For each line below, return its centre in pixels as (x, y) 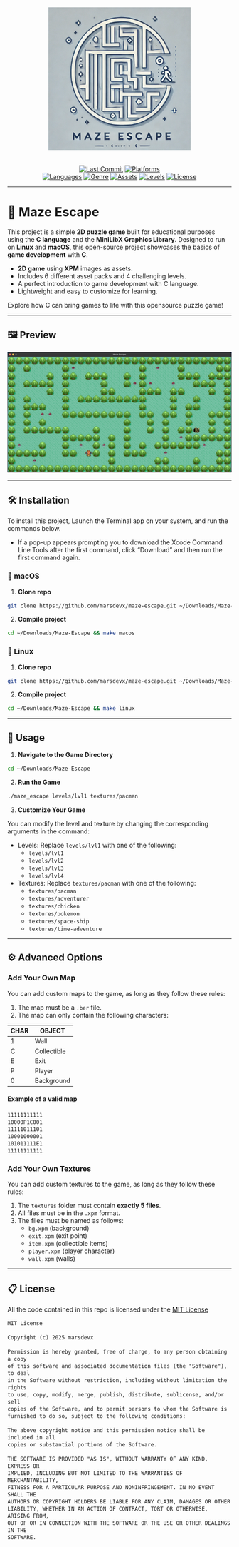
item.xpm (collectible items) (68, 1244)
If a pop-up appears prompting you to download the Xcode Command (120, 542)
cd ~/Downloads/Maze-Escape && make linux (71, 709)
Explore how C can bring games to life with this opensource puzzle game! (116, 305)
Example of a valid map (42, 1099)
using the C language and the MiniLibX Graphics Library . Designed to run (116, 239)
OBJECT (53, 1031)
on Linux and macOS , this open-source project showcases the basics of (114, 247)
